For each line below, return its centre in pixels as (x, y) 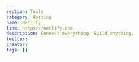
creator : (17, 45)
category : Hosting (29, 17)
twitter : (17, 39)
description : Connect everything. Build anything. (70, 34)
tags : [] (17, 50)
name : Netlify (24, 22)
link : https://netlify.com (40, 28)
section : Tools (25, 12)
